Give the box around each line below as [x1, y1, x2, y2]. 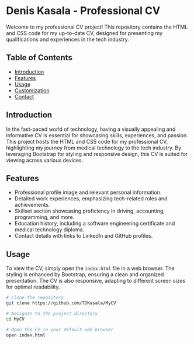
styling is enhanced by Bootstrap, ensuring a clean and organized [6, 271, 164, 278]
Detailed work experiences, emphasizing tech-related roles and [14, 195, 168, 202]
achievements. [14, 201, 50, 209]
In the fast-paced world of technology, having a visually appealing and [6, 126, 176, 133]
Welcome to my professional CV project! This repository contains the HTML [6, 23, 188, 30]
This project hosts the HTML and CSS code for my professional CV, [6, 138, 168, 145]
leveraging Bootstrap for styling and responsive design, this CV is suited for [6, 150, 188, 157]
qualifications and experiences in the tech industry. [6, 36, 130, 43]
